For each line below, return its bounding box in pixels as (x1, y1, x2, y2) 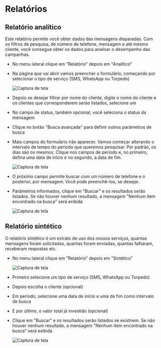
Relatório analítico (5, 23, 61, 31)
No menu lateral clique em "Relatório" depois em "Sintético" (12, 255, 133, 261)
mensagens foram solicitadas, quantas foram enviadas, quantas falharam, (5, 240, 154, 246)
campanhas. (5, 51, 30, 57)
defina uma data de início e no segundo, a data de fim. (12, 154, 122, 160)
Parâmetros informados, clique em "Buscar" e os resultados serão (12, 188, 145, 194)
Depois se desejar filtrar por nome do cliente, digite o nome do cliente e (12, 95, 157, 100)
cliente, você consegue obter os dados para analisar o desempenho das (5, 47, 150, 52)
